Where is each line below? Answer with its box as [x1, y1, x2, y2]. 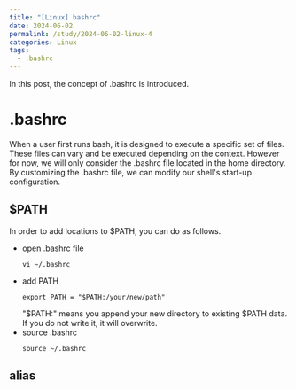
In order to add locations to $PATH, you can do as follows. [9, 225, 222, 236]
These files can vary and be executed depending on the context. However [9, 148, 280, 159]
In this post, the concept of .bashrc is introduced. [9, 79, 190, 89]
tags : [9, 46, 29, 55]
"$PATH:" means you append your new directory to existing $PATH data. [21, 307, 288, 319]
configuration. [9, 176, 60, 187]
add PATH [21, 276, 59, 286]
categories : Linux [9, 37, 77, 47]
